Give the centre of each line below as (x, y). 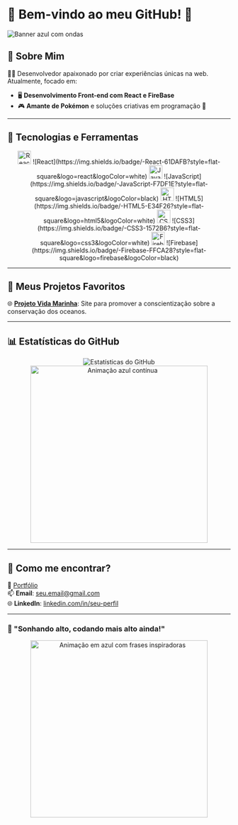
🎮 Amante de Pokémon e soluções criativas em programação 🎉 (112, 106)
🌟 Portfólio (23, 585)
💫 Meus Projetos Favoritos (66, 286)
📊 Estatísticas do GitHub (63, 341)
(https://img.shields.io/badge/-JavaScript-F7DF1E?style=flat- (119, 184)
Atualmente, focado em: (42, 81)
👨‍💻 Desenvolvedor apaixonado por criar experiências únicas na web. (108, 73)
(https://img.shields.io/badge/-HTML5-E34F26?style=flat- (119, 206)
